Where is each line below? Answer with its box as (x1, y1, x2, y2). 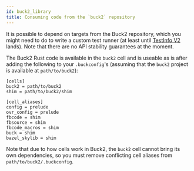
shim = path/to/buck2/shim (6, 88, 72, 94)
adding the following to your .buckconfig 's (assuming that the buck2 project (6, 60, 188, 68)
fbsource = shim (6, 119, 46, 126)
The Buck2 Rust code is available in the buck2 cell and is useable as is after (6, 54, 188, 61)
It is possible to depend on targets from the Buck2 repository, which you (6, 30, 181, 37)
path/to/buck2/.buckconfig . (6, 157, 74, 165)
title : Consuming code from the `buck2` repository (6, 14, 135, 20)
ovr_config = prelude (6, 109, 59, 115)
